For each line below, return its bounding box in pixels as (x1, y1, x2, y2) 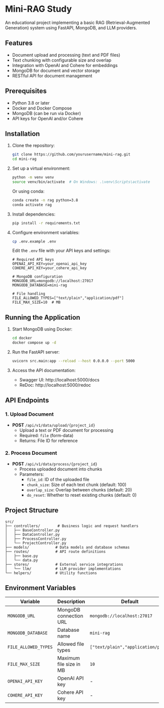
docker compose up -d (12, 340, 56, 345)
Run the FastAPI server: (12, 349, 60, 355)
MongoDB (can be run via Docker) (12, 110, 82, 116)
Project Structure (5, 506, 59, 514)
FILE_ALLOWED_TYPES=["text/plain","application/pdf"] (12, 296, 124, 301)
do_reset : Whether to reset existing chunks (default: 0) (26, 492, 137, 498)
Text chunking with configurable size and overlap (12, 57, 111, 63)
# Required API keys (12, 257, 54, 262)
